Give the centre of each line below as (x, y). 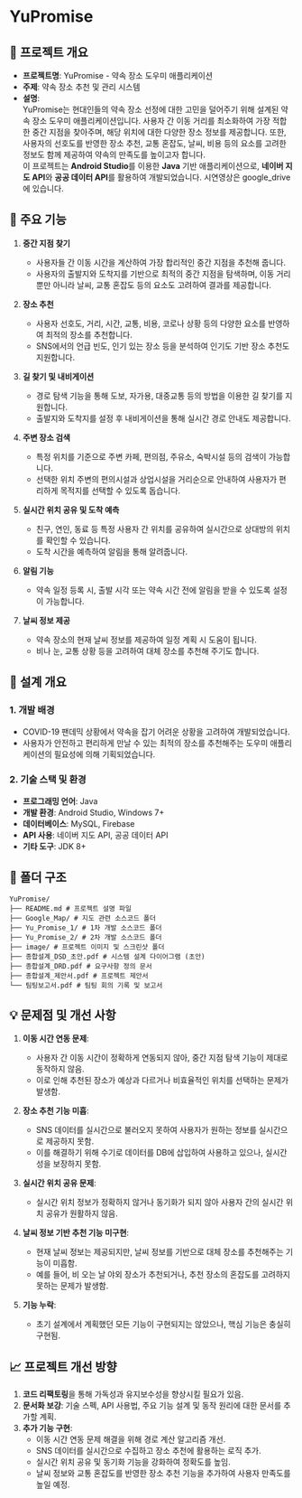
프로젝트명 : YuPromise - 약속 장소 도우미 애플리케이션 (118, 75)
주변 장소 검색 (46, 437)
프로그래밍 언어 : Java (60, 800)
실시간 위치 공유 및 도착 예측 (71, 510)
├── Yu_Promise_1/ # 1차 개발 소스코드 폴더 (86, 928)
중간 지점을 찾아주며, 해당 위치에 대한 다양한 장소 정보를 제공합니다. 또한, (159, 132)
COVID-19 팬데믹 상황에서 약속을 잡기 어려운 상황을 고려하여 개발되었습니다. (156, 731)
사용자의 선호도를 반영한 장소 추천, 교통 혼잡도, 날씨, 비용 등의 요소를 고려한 (154, 143)
